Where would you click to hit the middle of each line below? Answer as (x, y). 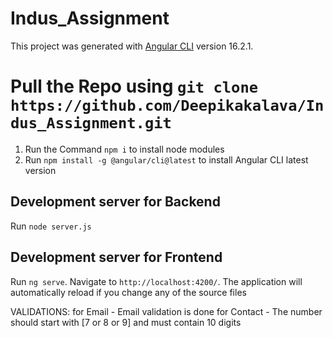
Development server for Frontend (116, 257)
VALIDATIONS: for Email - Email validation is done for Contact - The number (166, 311)
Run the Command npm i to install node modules (124, 149)
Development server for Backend (115, 202)
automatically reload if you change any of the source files (128, 292)
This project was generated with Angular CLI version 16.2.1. (132, 46)
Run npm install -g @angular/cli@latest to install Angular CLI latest (166, 159)
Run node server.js (51, 226)
